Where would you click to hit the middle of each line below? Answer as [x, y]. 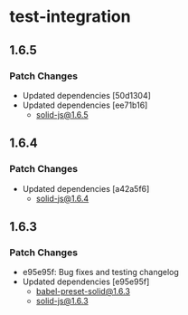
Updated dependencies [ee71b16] [85, 105]
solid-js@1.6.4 [62, 198]
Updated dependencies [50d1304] [87, 95]
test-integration [70, 17]
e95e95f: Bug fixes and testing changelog [100, 272]
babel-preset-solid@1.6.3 [83, 291]
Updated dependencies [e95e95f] [86, 282]
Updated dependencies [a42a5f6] [86, 188]
